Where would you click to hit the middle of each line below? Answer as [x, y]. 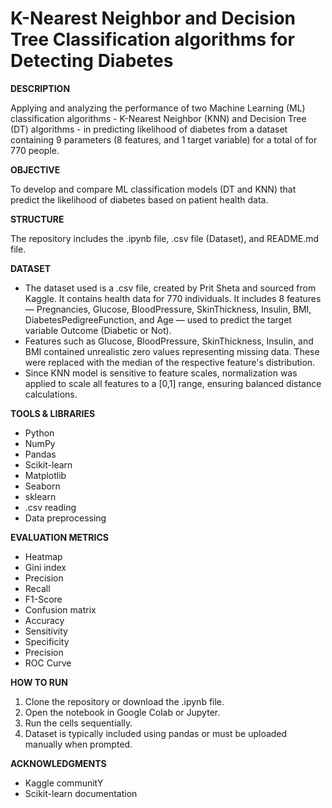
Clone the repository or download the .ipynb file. [124, 701]
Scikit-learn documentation [81, 793]
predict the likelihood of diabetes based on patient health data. [139, 199]
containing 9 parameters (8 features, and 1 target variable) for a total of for [164, 139]
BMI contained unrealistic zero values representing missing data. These [172, 351]
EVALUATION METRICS [59, 537]
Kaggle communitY [64, 783]
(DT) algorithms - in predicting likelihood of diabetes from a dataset [149, 129]
